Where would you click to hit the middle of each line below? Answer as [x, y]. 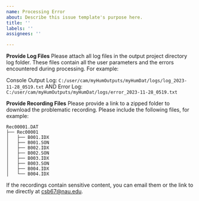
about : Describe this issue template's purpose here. [75, 17]
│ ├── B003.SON [28, 164]
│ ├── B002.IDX [28, 148]
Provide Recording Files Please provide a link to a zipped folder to [88, 103]
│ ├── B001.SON [28, 143]
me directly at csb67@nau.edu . [45, 191]
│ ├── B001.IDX [28, 138]
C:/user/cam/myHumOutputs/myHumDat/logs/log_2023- [123, 81]
